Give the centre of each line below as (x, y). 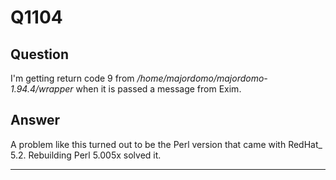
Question (39, 54)
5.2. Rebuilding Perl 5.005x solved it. (86, 155)
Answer (35, 120)
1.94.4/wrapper (42, 89)
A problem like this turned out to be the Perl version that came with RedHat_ (166, 144)
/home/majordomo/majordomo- (202, 78)
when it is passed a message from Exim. (158, 89)
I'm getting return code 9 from (72, 78)
